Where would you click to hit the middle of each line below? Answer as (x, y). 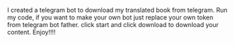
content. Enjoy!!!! (31, 32)
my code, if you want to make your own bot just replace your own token (110, 17)
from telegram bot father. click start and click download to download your (113, 25)
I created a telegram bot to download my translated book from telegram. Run (117, 10)
